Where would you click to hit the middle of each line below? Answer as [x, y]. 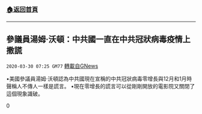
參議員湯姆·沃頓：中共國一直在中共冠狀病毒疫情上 [99, 39]
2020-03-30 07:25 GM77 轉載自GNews [52, 66]
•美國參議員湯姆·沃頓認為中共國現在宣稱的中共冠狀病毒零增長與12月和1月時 [99, 79]
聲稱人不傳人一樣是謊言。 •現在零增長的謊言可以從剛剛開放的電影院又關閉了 [101, 86]
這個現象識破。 [25, 94]
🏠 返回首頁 [22, 9]
